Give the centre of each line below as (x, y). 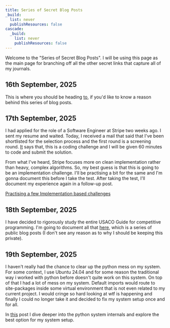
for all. (12, 305)
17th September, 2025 (41, 118)
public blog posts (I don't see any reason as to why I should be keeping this (84, 233)
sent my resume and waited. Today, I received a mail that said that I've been (84, 136)
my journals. (18, 68)
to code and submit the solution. (39, 152)
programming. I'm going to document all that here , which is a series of (79, 228)
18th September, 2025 (41, 210)
